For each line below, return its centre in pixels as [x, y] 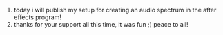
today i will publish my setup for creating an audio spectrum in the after [115, 10]
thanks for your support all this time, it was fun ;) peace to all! [101, 24]
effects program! [38, 17]
